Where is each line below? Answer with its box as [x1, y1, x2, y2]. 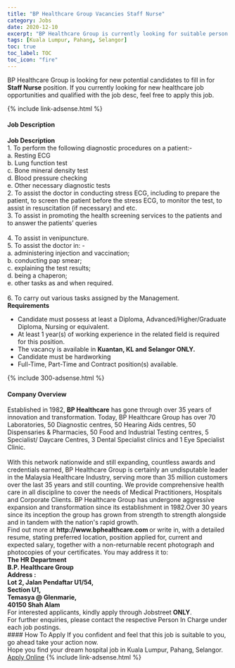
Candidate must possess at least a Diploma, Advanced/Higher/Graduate [17, 315, 227, 323]
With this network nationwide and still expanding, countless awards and [7, 458, 216, 467]
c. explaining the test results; [7, 263, 91, 272]
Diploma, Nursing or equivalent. [17, 322, 110, 330]
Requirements [7, 301, 50, 309]
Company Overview [7, 390, 67, 398]
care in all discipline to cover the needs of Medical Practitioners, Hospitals [7, 488, 222, 496]
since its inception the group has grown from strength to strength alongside [7, 511, 227, 519]
